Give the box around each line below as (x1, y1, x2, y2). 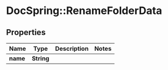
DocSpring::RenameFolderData (6, 4, 163, 17)
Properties (6, 27, 46, 37)
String (31, 54, 50, 62)
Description (55, 45, 89, 52)
